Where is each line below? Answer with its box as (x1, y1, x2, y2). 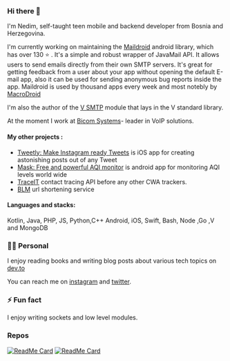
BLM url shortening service (17, 185, 95, 193)
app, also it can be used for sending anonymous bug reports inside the (20, 76, 222, 84)
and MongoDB (7, 223, 48, 231)
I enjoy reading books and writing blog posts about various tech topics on (7, 256, 217, 265)
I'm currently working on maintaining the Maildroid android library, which (7, 43, 214, 51)
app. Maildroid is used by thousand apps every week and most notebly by (7, 82, 218, 91)
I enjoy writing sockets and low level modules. (7, 313, 138, 322)
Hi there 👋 (7, 6, 41, 16)
